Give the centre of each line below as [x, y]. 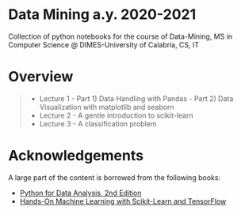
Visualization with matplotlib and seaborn [107, 107]
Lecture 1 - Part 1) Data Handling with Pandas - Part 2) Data [136, 98]
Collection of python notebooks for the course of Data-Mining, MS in [120, 36]
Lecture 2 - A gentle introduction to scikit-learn [116, 115]
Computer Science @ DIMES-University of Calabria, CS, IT [104, 44]
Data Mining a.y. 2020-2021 [102, 15]
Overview [41, 77]
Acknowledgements [76, 156]
